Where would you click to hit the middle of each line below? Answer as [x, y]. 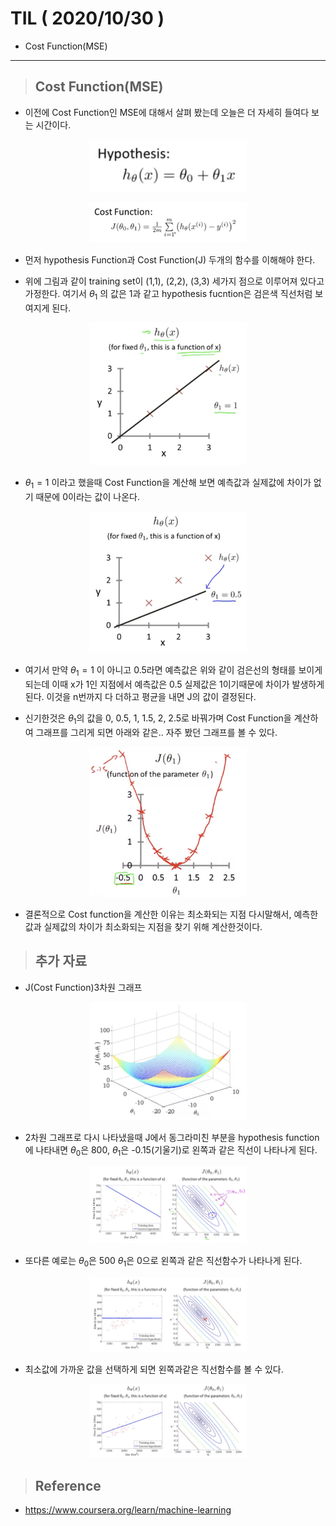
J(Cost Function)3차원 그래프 [83, 987]
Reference [68, 1485]
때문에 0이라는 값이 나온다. [87, 496]
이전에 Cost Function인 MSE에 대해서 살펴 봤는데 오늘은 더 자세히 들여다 [167, 112]
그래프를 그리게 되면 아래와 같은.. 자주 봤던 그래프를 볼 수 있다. [156, 733]
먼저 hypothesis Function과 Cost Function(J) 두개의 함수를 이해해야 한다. [170, 259]
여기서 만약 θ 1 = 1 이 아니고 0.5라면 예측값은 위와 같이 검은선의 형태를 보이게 [173, 671]
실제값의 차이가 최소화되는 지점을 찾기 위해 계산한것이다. [153, 926]
